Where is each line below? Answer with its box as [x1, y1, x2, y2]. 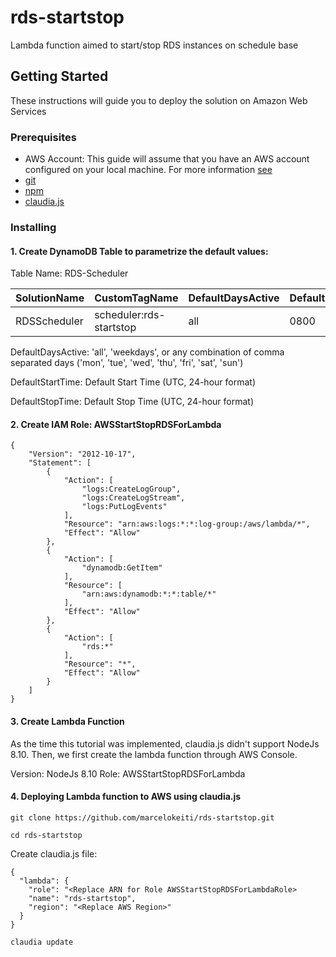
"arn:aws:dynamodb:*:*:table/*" [81, 589, 217, 600]
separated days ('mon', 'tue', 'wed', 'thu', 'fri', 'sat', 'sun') [10, 357, 244, 369]
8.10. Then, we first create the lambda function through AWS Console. [10, 748, 298, 760]
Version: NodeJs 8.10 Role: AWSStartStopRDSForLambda [10, 767, 246, 780]
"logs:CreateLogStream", [81, 493, 186, 503]
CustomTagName [94, 291, 179, 305]
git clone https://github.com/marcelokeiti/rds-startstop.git [10, 812, 275, 823]
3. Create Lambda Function [10, 715, 125, 727]
